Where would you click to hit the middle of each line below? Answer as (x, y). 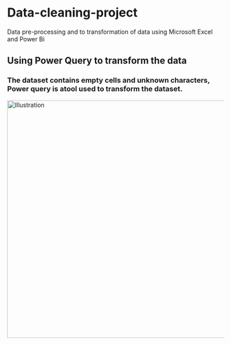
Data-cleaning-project (73, 13)
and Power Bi (26, 39)
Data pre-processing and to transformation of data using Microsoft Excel (110, 32)
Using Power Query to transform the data (97, 61)
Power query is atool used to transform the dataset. (95, 89)
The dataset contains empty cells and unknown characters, (109, 81)
